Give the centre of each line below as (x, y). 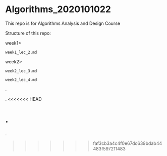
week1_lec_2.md (21, 52)
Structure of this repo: (28, 33)
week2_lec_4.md (21, 80)
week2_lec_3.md (21, 71)
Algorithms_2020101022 (58, 9)
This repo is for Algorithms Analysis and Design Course (63, 23)
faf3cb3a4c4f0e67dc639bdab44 (128, 143)
